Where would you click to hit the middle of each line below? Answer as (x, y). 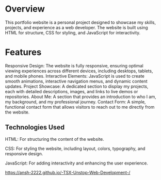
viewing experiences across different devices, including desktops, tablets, (79, 71)
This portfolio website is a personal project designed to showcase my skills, (80, 22)
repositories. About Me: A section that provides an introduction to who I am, (81, 97)
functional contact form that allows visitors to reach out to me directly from (80, 107)
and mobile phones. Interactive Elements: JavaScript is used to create (75, 76)
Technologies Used (35, 127)
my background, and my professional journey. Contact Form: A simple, (75, 102)
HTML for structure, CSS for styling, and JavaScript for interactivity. (73, 33)
